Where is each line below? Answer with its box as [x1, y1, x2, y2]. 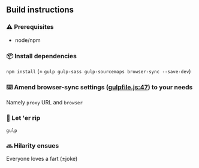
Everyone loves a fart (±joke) [6, 155, 78, 162]
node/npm [14, 36, 41, 44]
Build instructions [6, 5, 74, 15]
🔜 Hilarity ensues [6, 141, 59, 149]
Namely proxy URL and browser [6, 99, 83, 106]
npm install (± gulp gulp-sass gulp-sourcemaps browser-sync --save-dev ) [6, 67, 191, 74]
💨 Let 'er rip [6, 114, 41, 122]
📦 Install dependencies [6, 52, 77, 60]
